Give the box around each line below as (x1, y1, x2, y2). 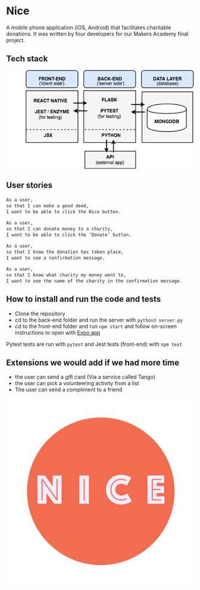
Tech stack (6, 54, 48, 64)
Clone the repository (14, 310, 65, 317)
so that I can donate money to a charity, (6, 226, 113, 232)
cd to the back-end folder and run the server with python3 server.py (14, 316, 183, 323)
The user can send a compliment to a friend (14, 386, 123, 394)
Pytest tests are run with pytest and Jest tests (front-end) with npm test (6, 341, 183, 348)
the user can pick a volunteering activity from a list (14, 380, 139, 387)
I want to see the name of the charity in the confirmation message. (6, 278, 183, 284)
